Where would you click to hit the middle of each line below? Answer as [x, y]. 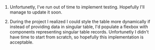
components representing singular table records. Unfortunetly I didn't [79, 32]
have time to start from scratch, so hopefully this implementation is [77, 37]
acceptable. [22, 42]
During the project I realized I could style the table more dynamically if [80, 22]
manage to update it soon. [36, 12]
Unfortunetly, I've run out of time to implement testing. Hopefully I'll [77, 7]
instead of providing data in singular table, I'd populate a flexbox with [79, 27]
